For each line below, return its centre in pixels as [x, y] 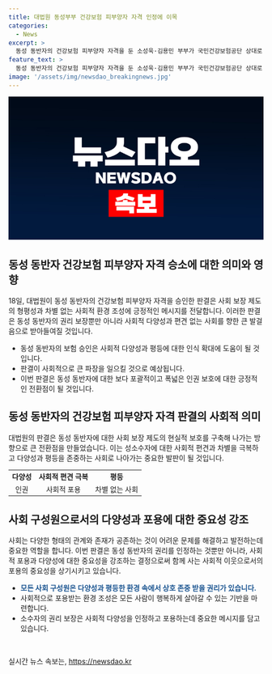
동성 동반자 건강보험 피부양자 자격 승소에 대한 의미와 [130, 264]
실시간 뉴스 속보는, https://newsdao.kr [70, 661]
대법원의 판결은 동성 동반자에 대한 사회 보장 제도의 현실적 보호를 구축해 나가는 [130, 438]
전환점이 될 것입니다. [62, 389]
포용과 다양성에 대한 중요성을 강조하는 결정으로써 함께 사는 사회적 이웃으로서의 [140, 561]
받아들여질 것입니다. [61, 331]
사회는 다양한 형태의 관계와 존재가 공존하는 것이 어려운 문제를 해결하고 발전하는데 [136, 540]
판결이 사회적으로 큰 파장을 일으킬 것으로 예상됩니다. [102, 369]
